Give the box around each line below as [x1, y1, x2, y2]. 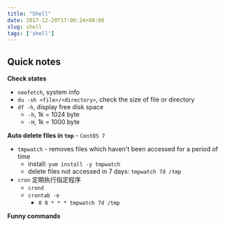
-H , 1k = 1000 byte [27, 118, 80, 126]
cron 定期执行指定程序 [17, 176, 82, 184]
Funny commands [7, 212, 61, 221]
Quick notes [7, 55, 61, 67]
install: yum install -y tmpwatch [27, 160, 121, 168]
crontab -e [27, 192, 60, 200]
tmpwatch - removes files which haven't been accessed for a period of [17, 145, 219, 153]
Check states [7, 74, 47, 83]
